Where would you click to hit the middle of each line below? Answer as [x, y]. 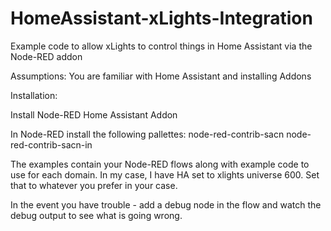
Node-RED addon [46, 56]
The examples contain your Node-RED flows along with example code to [160, 164]
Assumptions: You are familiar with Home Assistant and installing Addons [161, 76]
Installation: [34, 95]
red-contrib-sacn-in [51, 144]
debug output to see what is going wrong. [96, 215]
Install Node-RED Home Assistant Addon [94, 114]
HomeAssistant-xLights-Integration [161, 18]
